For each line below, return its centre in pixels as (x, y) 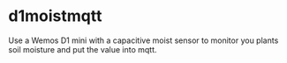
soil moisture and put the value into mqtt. (83, 49)
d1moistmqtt (55, 16)
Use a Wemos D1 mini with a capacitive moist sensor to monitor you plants (143, 40)
